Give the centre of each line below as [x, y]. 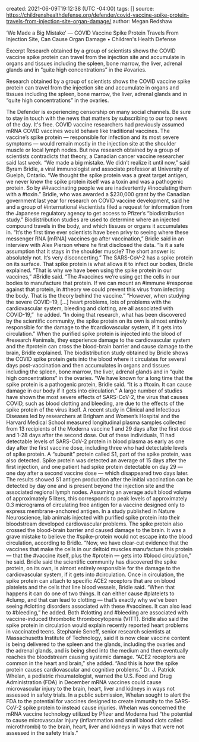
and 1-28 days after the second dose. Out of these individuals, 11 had [91, 435]
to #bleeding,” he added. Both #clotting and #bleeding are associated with [97, 613]
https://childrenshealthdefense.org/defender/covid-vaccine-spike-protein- [98, 15]
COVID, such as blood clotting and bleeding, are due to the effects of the [95, 403]
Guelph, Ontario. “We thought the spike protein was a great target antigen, [97, 175]
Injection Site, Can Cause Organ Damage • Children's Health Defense [91, 39]
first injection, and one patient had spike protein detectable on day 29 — [94, 467]
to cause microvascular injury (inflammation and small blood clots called [94, 720]
